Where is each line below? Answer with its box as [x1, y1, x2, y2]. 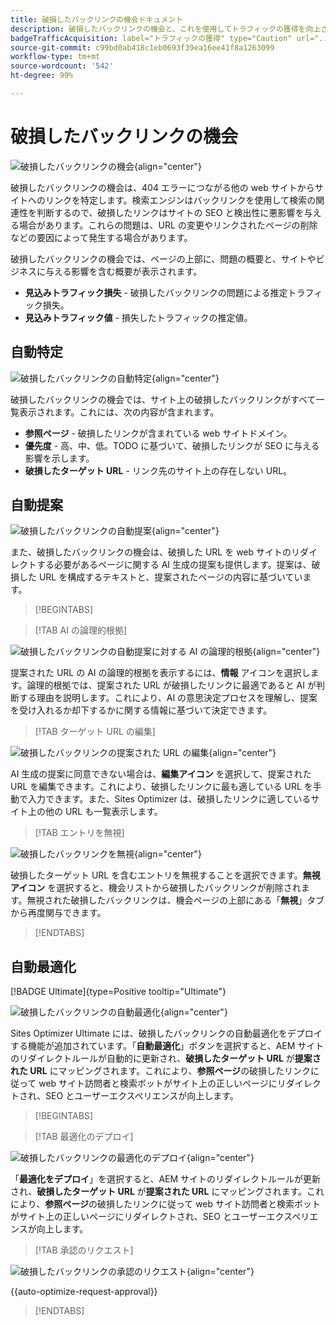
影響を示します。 [24, 452, 95, 464]
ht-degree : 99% [10, 71, 74, 81]
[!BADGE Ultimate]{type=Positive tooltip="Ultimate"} [10, 986, 227, 998]
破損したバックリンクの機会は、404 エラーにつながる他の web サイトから [10, 181, 315, 193]
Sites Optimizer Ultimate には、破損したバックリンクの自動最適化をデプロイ [10, 1027, 323, 1040]
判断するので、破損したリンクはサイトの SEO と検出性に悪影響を [36, 206, 305, 218]
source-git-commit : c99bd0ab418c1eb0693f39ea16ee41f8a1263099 [10, 42, 275, 53]
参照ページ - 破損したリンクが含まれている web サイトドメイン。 [24, 427, 293, 439]
